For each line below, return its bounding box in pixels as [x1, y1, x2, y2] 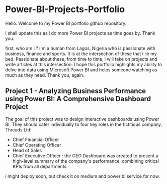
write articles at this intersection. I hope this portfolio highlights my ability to [5, 61, 162, 67]
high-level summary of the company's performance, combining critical [12, 158, 159, 164]
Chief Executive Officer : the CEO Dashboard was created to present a [12, 153, 158, 159]
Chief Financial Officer [12, 136, 59, 143]
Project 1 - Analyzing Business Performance [5, 87, 146, 96]
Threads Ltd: [5, 126, 32, 132]
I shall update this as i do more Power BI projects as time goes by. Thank [5, 30, 155, 36]
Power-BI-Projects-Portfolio [5, 4, 125, 15]
